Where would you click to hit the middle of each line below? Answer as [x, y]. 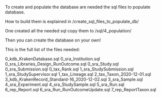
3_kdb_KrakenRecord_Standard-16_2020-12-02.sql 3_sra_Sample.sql [74, 79]
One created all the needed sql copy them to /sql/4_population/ [68, 31]
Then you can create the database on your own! [53, 40]
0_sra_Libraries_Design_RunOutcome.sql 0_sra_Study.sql [62, 64]
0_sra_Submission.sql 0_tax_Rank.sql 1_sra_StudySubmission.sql [69, 69]
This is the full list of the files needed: [42, 49]
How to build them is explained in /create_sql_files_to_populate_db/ [72, 21]
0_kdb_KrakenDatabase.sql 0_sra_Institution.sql [53, 59]
